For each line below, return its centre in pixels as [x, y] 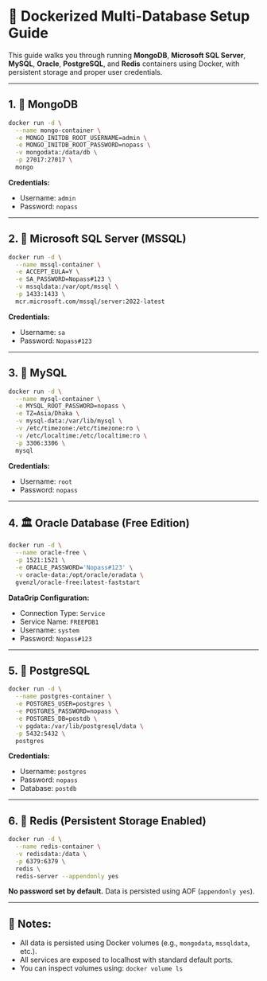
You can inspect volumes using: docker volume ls [101, 968]
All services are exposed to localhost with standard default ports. [126, 960]
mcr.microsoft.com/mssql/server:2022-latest [90, 302]
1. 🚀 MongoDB [43, 105]
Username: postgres [53, 772]
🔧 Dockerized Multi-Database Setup [129, 16]
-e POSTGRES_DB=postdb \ [56, 718]
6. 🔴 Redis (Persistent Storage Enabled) [107, 821]
